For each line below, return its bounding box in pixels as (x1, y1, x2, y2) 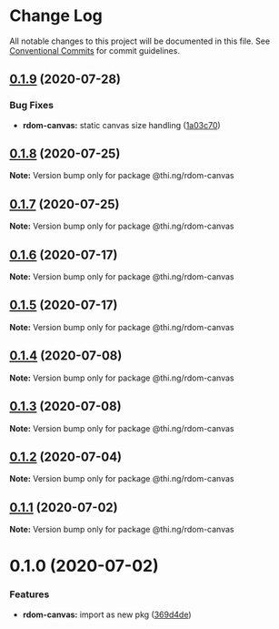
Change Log (9, 5, 103, 26)
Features (9, 588, 50, 601)
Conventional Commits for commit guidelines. (9, 45, 180, 56)
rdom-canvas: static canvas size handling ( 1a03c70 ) (22, 119, 221, 130)
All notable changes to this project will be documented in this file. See (9, 36, 271, 46)
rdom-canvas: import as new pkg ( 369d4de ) (22, 609, 193, 620)
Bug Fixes (9, 99, 55, 112)
